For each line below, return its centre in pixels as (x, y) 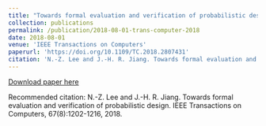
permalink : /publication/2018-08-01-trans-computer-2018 (104, 30)
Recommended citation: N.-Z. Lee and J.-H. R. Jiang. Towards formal (121, 97)
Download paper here (44, 82)
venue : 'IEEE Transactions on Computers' (78, 45)
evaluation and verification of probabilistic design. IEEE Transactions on (125, 105)
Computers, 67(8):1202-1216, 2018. (65, 113)
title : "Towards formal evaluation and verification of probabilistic (127, 15)
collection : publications (51, 23)
